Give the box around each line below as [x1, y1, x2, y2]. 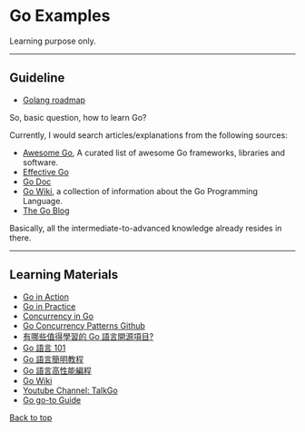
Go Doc [22, 176, 52, 187]
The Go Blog [22, 205, 70, 216]
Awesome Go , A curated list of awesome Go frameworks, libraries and [22, 147, 286, 158]
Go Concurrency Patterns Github [22, 319, 145, 331]
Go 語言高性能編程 [22, 365, 93, 376]
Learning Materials [9, 267, 119, 282]
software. [22, 156, 59, 168]
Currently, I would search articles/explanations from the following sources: [9, 129, 288, 141]
